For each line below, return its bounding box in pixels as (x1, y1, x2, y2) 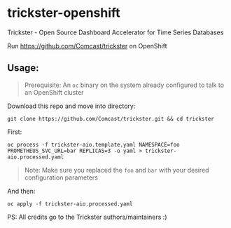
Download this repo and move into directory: (7, 102, 136, 110)
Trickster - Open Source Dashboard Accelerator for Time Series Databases (7, 28, 224, 36)
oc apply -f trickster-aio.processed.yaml (7, 200, 133, 208)
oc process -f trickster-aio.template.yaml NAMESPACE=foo (7, 141, 180, 148)
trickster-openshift (7, 5, 120, 21)
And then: (7, 187, 36, 195)
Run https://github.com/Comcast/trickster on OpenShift (7, 41, 167, 50)
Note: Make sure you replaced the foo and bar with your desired (24, 166, 209, 174)
